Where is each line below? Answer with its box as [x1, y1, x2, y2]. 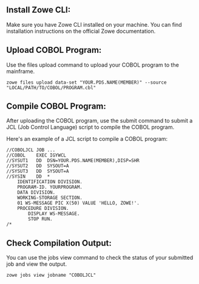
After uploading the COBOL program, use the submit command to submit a [6, 117, 193, 124]
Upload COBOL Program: [6, 45, 102, 55]
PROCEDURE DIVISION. [17, 206, 69, 212]
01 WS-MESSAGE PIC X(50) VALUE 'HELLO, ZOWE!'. [17, 200, 140, 206]
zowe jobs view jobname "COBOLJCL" [6, 272, 96, 279]
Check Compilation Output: [6, 238, 112, 248]
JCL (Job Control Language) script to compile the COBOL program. [6, 124, 175, 131]
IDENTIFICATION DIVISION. [17, 179, 83, 185]
